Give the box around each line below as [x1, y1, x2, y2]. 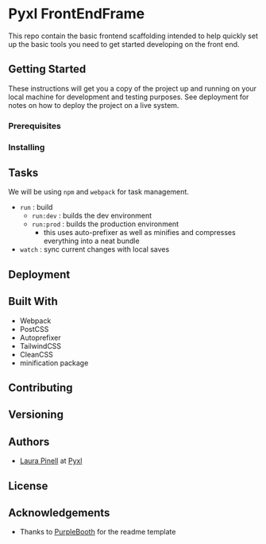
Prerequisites [8, 120, 61, 131]
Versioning [8, 408, 64, 422]
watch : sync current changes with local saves [19, 245, 170, 254]
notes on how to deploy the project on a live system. [8, 100, 179, 110]
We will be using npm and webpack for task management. [8, 187, 189, 197]
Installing [8, 141, 45, 152]
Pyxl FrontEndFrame [8, 5, 145, 23]
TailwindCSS [19, 341, 62, 350]
